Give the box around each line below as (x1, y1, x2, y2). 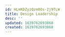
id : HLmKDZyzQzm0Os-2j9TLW (5, 7, 60, 12)
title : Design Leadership (5, 12, 58, 16)
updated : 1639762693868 (5, 20, 54, 25)
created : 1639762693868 (5, 25, 54, 30)
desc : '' (5, 16, 23, 21)
